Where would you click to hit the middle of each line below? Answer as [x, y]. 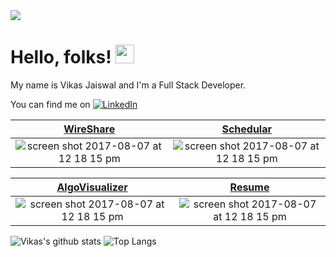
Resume [249, 187]
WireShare [89, 129]
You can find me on [50, 104]
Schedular [247, 129]
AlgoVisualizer [92, 187]
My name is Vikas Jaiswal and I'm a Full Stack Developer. [128, 85]
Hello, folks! [61, 57]
